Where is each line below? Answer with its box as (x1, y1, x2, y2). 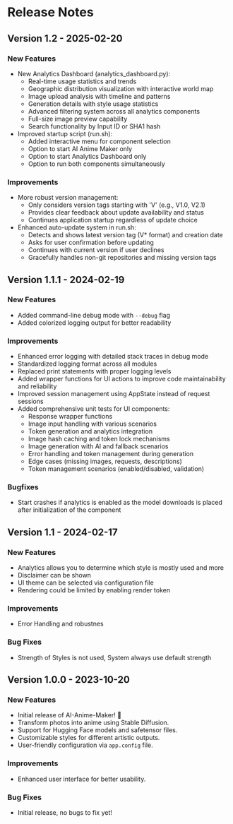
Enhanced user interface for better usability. (17, 775, 146, 783)
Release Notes (7, 4, 94, 20)
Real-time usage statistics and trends (28, 77, 137, 85)
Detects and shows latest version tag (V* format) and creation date (28, 231, 224, 239)
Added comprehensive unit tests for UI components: (17, 405, 170, 413)
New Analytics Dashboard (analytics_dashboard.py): (17, 69, 171, 78)
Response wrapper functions (28, 412, 113, 421)
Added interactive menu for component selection (28, 137, 172, 145)
